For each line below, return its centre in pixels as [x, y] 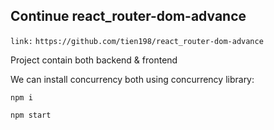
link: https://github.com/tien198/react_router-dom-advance [137, 41]
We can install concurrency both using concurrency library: [132, 79]
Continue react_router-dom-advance [128, 16]
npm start [31, 115]
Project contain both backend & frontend [94, 60]
